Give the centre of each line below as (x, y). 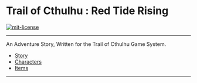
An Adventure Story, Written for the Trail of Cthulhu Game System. (86, 44)
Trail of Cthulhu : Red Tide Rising (87, 11)
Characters (28, 62)
